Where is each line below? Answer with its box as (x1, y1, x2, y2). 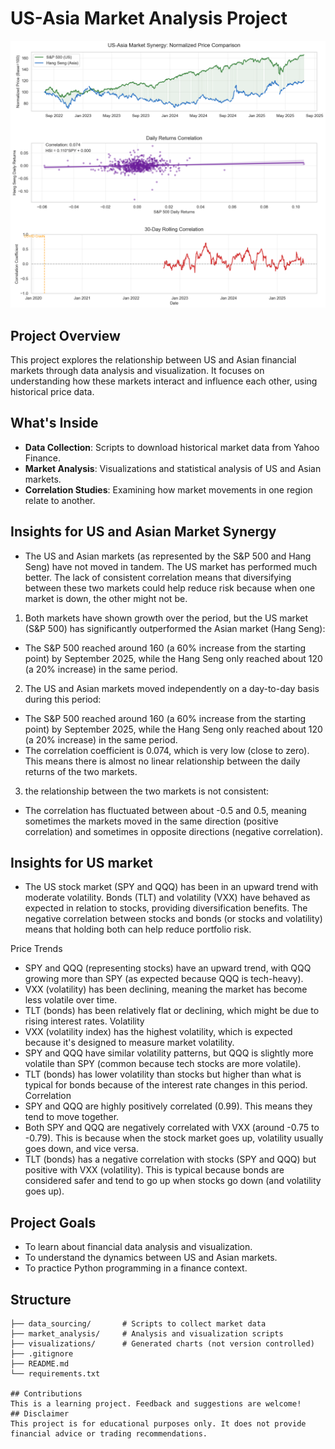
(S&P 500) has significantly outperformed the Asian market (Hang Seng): (24, 622, 326, 634)
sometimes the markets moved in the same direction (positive (24, 815, 279, 827)
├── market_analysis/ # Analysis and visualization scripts (10, 1329, 284, 1339)
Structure (10, 1291, 72, 1308)
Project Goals (10, 1214, 97, 1231)
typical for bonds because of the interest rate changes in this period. (24, 1079, 308, 1091)
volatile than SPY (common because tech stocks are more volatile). (24, 1058, 302, 1070)
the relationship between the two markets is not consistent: (24, 785, 270, 797)
